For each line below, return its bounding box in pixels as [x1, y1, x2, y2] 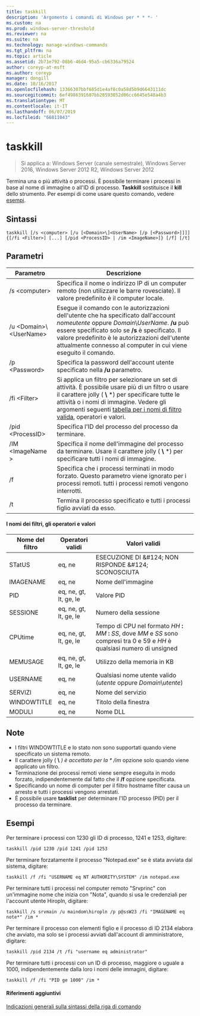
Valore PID [95, 591, 125, 600]
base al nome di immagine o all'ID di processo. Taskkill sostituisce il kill [6, 184, 182, 191]
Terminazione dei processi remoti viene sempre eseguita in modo [14, 769, 176, 776]
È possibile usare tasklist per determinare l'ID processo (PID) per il [14, 794, 179, 802]
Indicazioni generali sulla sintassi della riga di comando [6, 1003, 142, 1010]
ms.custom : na [6, 20, 42, 26]
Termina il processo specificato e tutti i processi [56, 496, 190, 505]
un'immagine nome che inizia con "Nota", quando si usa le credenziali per [6, 891, 187, 898]
